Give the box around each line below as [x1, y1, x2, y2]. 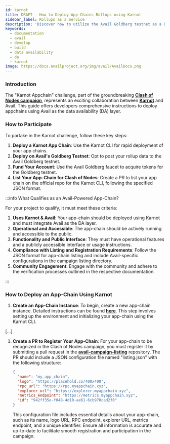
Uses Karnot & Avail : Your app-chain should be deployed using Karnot [12, 215, 160, 221]
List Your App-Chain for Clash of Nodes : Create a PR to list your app [12, 174, 157, 180]
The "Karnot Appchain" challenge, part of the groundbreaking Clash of [5, 92, 153, 98]
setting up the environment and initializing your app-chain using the [12, 313, 154, 319]
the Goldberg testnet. [12, 169, 57, 175]
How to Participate [5, 121, 52, 128]
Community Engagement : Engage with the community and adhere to [12, 263, 158, 269]
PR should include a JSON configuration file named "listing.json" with [12, 354, 157, 360]
